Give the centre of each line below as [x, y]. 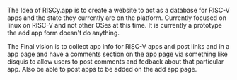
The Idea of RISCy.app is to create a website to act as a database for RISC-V [118, 10]
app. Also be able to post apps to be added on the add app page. [102, 69]
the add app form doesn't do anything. [64, 33]
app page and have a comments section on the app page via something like [117, 54]
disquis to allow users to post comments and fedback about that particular [116, 62]
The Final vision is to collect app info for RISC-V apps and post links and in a [118, 46]
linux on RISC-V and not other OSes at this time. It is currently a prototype [115, 25]
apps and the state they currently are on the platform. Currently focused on [117, 18]
